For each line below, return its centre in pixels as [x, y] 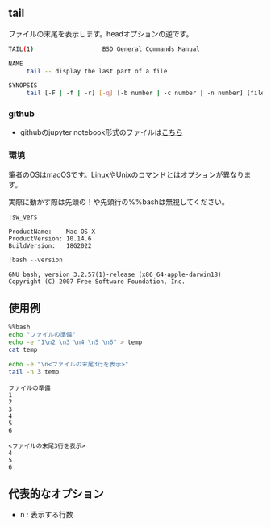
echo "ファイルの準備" [42, 335]
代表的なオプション [56, 494]
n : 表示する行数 [46, 515]
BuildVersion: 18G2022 [50, 245]
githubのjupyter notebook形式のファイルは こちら [101, 132]
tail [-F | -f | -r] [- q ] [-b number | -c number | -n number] [135, 93]
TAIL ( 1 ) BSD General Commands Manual [104, 49]
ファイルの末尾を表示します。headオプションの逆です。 [101, 33]
